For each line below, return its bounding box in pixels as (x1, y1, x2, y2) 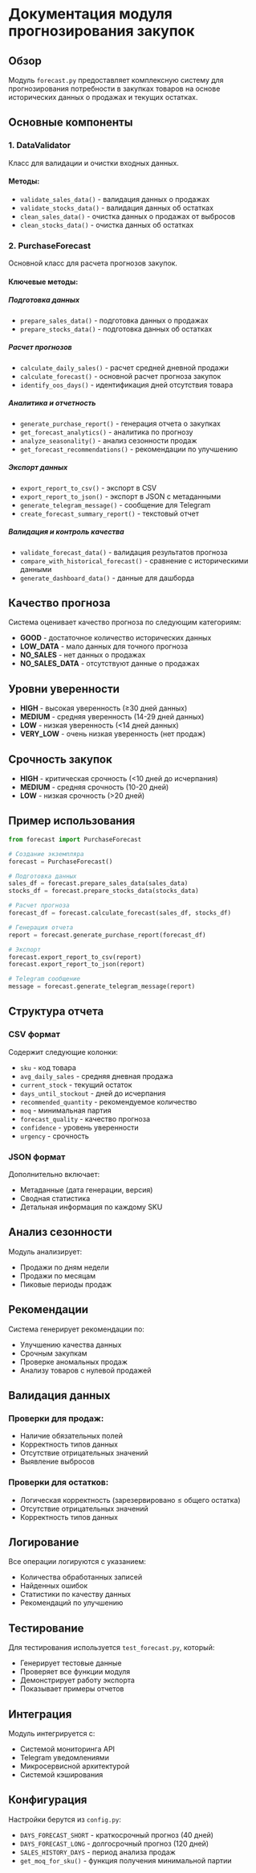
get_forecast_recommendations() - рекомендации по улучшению (19, 444, 238, 454)
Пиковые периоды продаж (19, 1279, 112, 1289)
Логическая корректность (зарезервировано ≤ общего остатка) (19, 1495, 241, 1505)
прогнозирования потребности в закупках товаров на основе (8, 84, 221, 93)
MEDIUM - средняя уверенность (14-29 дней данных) (19, 712, 205, 722)
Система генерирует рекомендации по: (8, 1324, 144, 1334)
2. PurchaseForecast (8, 240, 91, 251)
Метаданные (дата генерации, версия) (19, 1184, 153, 1195)
